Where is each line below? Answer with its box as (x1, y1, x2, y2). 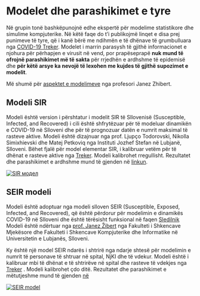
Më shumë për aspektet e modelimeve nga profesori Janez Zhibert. (6, 80, 172, 87)
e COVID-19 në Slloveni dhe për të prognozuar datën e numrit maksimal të (6, 126, 188, 133)
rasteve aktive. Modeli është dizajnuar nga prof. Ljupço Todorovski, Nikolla (6, 132, 189, 140)
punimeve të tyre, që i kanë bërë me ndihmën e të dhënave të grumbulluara (6, 37, 192, 44)
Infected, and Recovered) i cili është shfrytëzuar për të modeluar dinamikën (6, 120, 192, 127)
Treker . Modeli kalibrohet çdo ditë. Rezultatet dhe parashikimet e (6, 265, 167, 273)
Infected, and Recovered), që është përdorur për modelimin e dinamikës (6, 209, 183, 216)
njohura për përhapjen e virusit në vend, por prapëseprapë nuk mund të (6, 49, 184, 56)
